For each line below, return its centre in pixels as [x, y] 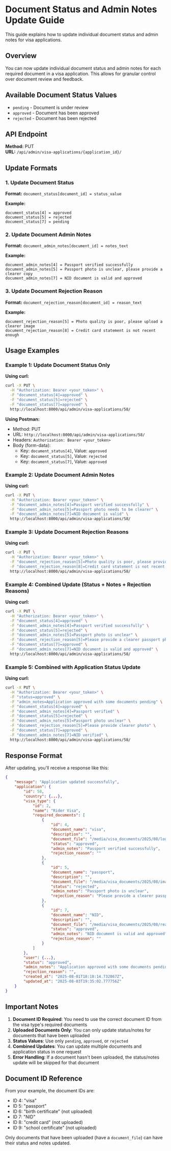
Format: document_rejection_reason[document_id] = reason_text [74, 302]
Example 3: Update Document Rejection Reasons [67, 532]
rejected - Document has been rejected [54, 118]
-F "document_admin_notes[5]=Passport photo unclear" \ [70, 721]
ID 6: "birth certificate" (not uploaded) [52, 1112]
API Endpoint [26, 134]
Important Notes [32, 1007]
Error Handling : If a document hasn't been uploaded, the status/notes [86, 1057]
